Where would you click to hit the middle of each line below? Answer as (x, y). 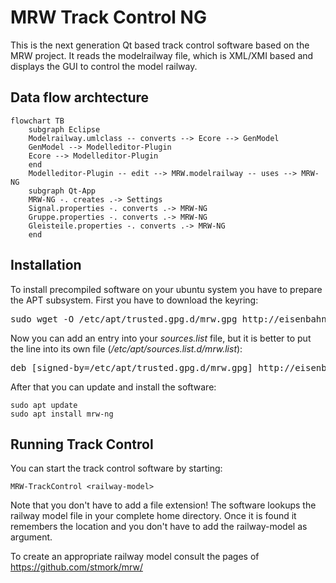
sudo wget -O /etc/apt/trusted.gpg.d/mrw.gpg (124, 319)
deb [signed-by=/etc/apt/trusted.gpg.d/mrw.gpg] (131, 367)
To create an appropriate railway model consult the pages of (135, 557)
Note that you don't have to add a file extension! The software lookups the (163, 505)
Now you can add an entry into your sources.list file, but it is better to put (161, 338)
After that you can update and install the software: (113, 387)
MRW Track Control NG (108, 17)
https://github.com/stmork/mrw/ (76, 567)
